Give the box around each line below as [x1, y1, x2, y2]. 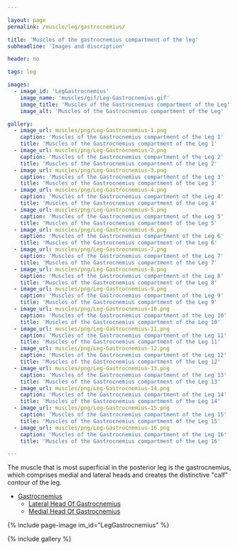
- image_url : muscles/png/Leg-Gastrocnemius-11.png [13, 325, 171, 333]
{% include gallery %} [7, 534, 72, 544]
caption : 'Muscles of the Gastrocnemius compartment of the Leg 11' [20, 332, 227, 339]
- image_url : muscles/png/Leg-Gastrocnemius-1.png [13, 127, 167, 134]
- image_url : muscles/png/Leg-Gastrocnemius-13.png [13, 365, 171, 372]
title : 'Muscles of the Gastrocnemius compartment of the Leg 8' [20, 279, 218, 286]
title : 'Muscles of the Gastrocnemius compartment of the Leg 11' [20, 338, 221, 345]
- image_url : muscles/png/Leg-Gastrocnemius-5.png [13, 206, 167, 213]
